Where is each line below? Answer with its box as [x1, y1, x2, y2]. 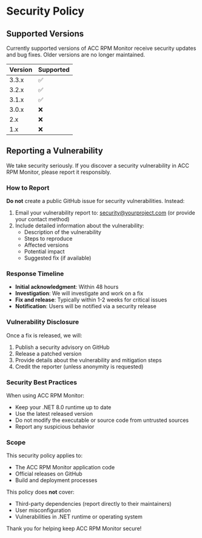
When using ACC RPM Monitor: [6, 392, 85, 399]
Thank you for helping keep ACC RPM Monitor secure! [6, 525, 142, 533]
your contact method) [15, 216, 70, 223]
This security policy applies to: [6, 452, 83, 460]
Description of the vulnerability [24, 229, 102, 236]
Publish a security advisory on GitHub [15, 343, 110, 351]
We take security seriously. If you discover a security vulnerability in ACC [6, 162, 189, 169]
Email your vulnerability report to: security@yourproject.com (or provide [15, 209, 195, 216]
